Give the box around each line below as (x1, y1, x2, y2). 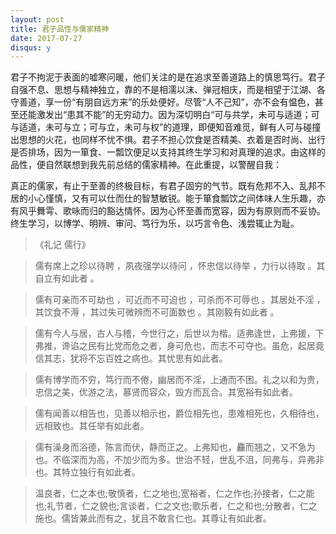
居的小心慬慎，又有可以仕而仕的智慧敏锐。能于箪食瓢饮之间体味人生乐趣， (10, 192, 317, 205)
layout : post (10, 14, 65, 25)
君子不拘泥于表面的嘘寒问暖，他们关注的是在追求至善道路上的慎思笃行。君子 (10, 71, 326, 83)
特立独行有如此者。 (61, 466, 141, 478)
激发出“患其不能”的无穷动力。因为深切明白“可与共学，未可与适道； (36, 109, 312, 121)
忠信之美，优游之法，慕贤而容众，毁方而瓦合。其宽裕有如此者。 (34, 386, 298, 398)
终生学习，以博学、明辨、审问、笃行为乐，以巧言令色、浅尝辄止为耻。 (10, 217, 300, 230)
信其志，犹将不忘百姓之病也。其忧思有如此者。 (34, 352, 228, 365)
